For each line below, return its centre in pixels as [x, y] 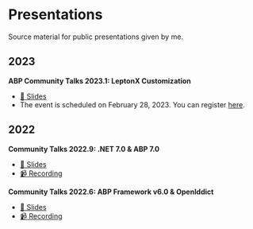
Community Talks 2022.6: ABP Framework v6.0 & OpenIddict [111, 192]
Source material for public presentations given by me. [96, 37]
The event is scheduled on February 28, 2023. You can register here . [132, 104]
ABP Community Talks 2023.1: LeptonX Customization [100, 80]
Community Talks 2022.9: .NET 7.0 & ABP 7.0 [84, 149]
